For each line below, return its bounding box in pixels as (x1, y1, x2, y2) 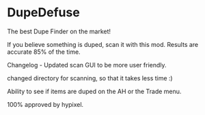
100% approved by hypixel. (7, 100, 84, 108)
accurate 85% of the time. (7, 48, 81, 56)
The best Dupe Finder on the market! (7, 27, 111, 35)
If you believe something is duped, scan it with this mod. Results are (7, 40, 199, 48)
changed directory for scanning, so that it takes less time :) (7, 73, 173, 82)
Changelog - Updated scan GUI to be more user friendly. (7, 61, 167, 69)
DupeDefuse (7, 5, 80, 20)
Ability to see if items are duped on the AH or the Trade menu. (7, 87, 182, 95)
